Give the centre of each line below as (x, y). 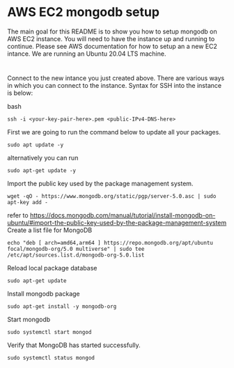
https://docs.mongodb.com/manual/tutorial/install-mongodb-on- (123, 215)
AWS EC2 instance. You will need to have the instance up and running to (111, 38)
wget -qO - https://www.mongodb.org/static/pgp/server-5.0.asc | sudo (112, 197)
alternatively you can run (43, 158)
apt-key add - (28, 203)
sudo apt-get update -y (42, 171)
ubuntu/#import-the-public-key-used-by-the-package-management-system (117, 223)
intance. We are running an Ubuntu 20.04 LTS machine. (87, 54)
